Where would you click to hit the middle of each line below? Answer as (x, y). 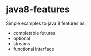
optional (21, 38)
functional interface (34, 49)
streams (21, 43)
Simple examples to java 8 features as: (46, 23)
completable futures (34, 33)
